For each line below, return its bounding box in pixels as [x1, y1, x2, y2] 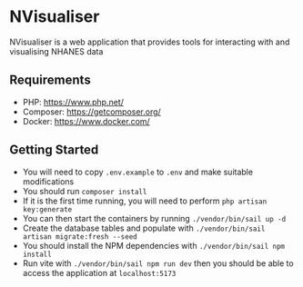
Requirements [9, 73, 91, 88]
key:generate [22, 204, 73, 214]
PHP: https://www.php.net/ [22, 96, 125, 107]
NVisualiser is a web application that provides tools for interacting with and [9, 36, 290, 47]
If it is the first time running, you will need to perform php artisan [22, 195, 268, 206]
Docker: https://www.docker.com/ [22, 115, 150, 126]
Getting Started [9, 143, 99, 158]
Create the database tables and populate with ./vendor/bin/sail [22, 223, 266, 233]
